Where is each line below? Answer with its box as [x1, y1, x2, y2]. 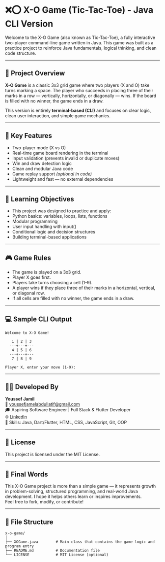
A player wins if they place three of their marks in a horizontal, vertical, [12, 285, 156, 291]
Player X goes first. [12, 274, 51, 280]
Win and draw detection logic [12, 160, 72, 166]
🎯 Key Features [5, 132, 53, 140]
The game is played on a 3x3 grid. [12, 269, 82, 275]
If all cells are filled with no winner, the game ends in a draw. [12, 296, 135, 301]
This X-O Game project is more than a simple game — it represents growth [5, 483, 156, 489]
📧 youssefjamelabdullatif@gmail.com [5, 401, 80, 407]
